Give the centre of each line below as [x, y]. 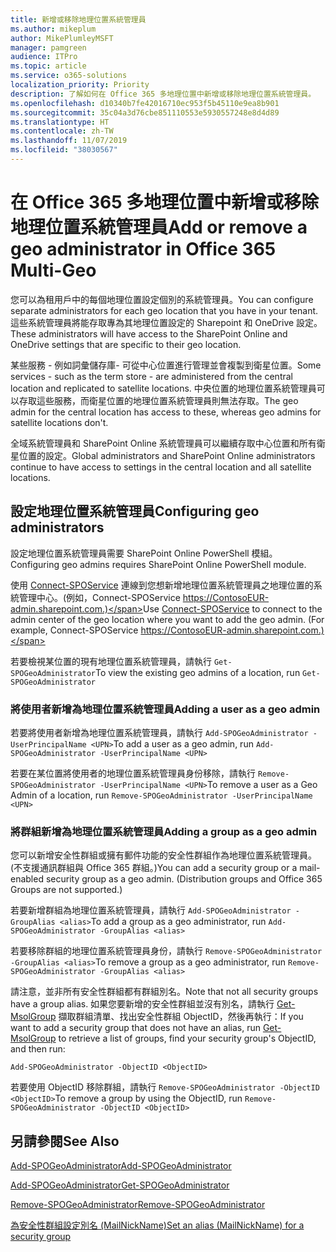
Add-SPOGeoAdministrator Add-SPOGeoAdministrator [121, 1166]
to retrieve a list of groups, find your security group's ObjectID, [187, 1038]
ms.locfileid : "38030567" [64, 150]
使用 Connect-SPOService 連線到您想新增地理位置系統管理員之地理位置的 [162, 585]
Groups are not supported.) [66, 890]
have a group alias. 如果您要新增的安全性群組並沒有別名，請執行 [142, 1004]
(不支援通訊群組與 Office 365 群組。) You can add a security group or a [154, 868]
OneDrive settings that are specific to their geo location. [126, 344]
